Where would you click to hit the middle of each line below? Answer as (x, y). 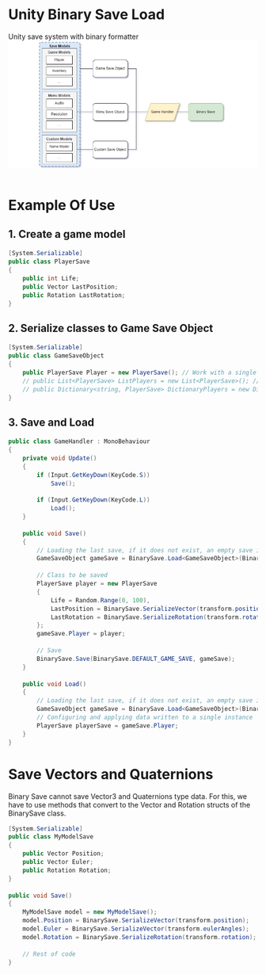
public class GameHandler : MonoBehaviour (79, 441)
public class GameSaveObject (56, 356)
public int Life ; (51, 278)
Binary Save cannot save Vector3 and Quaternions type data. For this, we (128, 796)
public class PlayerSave (49, 262)
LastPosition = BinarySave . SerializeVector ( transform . (143, 609)
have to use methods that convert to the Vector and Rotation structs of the (129, 804)
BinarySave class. (37, 813)
